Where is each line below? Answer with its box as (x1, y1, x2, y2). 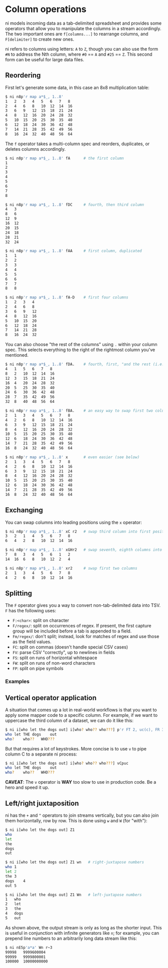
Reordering (5, 71, 41, 80)
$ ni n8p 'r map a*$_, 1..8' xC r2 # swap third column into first (5, 529, 151, 534)
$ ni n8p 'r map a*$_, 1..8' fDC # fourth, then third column (5, 202, 144, 207)
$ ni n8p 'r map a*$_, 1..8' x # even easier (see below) (5, 455, 140, 460)
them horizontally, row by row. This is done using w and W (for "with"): (5, 818, 147, 824)
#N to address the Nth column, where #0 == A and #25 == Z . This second (5, 51, 152, 57)
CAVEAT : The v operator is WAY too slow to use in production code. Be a (5, 779, 156, 785)
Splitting (5, 589, 32, 597)
